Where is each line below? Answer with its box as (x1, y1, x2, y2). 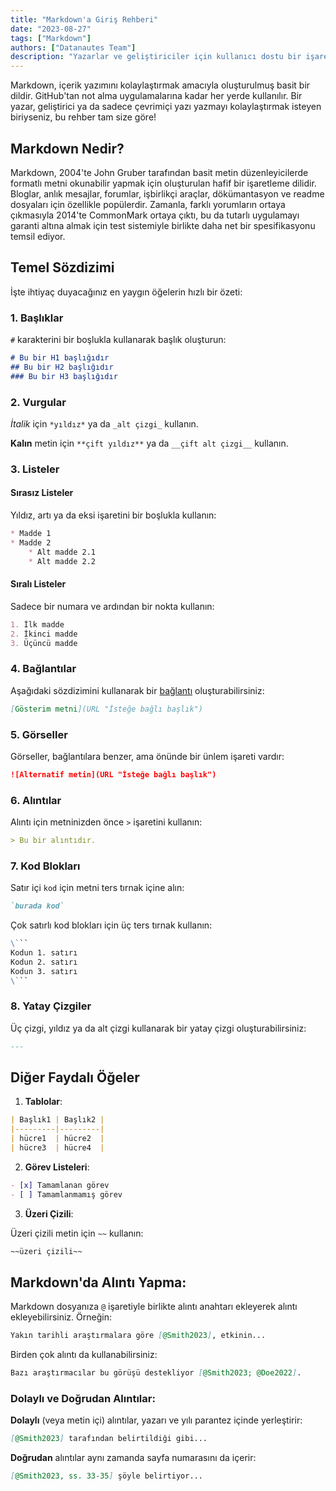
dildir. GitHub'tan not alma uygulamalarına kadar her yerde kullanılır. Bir (10, 90, 303, 102)
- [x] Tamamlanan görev (10, 1180, 110, 1190)
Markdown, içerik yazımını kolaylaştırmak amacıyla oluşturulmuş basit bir (10, 79, 311, 91)
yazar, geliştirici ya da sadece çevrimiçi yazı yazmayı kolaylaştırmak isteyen (10, 101, 322, 113)
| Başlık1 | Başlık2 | (10, 1115, 105, 1125)
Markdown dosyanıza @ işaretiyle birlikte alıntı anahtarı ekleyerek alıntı (10, 1301, 298, 1313)
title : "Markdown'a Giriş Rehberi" (10, 14, 159, 25)
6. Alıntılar (10, 793, 62, 807)
